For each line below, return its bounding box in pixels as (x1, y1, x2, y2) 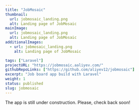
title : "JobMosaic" (5, 7, 46, 12)
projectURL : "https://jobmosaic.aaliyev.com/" (5, 63, 104, 68)
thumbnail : (5, 12, 28, 17)
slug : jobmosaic (5, 86, 39, 91)
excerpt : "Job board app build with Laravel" (5, 72, 101, 77)
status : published (5, 81, 43, 86)
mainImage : (5, 26, 28, 31)
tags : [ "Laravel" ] (5, 58, 43, 63)
